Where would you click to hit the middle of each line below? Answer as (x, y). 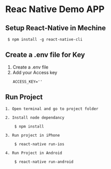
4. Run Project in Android (34, 153)
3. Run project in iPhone (32, 135)
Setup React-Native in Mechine (55, 28)
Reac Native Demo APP (55, 9)
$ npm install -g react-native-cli (45, 39)
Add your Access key (35, 72)
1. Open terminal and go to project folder (52, 109)
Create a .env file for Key (45, 55)
